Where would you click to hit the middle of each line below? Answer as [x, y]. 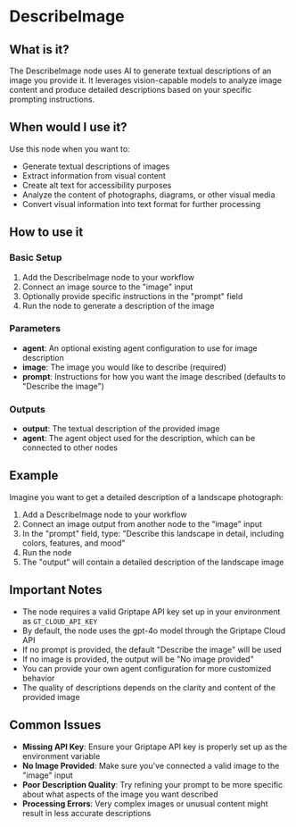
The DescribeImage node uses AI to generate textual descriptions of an [140, 71]
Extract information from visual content [94, 175]
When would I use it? [68, 127]
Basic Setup [36, 258]
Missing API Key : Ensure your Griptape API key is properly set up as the [155, 747]
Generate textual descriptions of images [96, 166]
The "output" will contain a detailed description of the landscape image [153, 562]
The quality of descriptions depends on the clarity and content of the [149, 687]
